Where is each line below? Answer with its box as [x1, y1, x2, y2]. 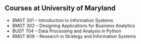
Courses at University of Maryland [5, 4, 116, 12]
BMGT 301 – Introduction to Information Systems [12, 17, 113, 23]
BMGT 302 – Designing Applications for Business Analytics [12, 22, 135, 28]
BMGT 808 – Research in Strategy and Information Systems [12, 33, 136, 39]
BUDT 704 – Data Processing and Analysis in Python [12, 27, 122, 34]
